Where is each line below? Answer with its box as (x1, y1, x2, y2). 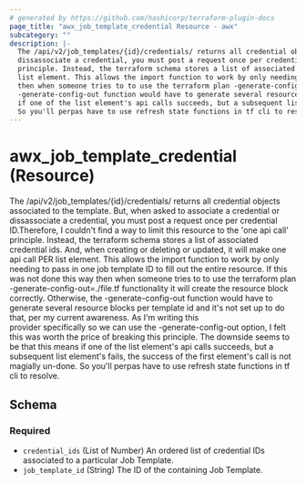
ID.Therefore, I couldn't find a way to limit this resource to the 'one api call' (9, 225, 290, 236)
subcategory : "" (9, 30, 71, 39)
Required (9, 424, 51, 437)
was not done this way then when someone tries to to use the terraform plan (9, 273, 297, 284)
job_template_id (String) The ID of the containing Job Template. (22, 464, 263, 475)
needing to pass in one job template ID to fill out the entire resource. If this (9, 264, 288, 275)
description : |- (9, 38, 71, 48)
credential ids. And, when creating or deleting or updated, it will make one (9, 244, 287, 256)
